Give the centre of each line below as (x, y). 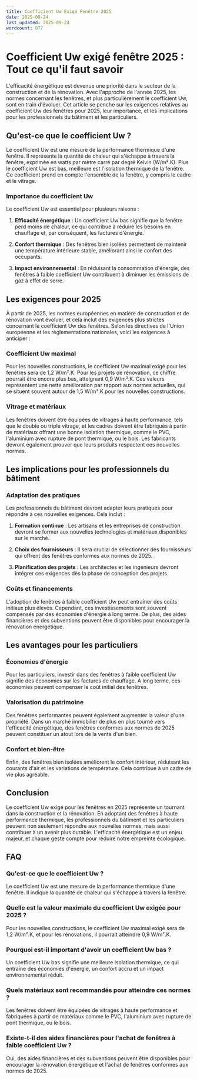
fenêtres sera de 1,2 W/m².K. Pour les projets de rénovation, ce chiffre (91, 373)
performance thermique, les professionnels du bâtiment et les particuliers (95, 820)
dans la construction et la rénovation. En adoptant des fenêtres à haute (92, 813)
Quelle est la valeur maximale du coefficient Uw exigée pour (94, 908)
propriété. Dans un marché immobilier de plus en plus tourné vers (86, 721)
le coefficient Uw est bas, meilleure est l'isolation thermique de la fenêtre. (95, 169)
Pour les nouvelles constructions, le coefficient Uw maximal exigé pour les (96, 367)
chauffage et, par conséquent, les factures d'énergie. (79, 233)
